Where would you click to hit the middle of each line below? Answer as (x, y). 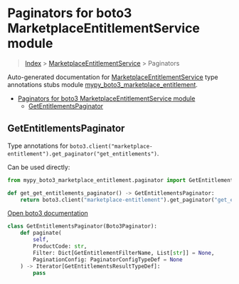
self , (41, 240)
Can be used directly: (39, 167)
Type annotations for (38, 146)
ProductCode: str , (60, 246)
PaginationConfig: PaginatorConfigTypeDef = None (108, 259)
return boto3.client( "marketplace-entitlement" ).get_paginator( (117, 200)
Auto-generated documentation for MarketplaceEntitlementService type (113, 77)
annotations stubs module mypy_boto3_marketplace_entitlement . (102, 84)
